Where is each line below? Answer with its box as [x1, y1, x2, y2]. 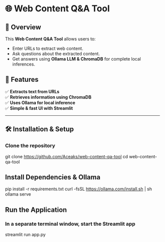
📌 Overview [5, 23, 41, 31]
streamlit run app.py [5, 232, 46, 237]
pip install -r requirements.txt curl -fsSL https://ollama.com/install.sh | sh [5, 186, 152, 192]
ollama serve [5, 191, 31, 197]
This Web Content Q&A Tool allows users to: [5, 36, 96, 42]
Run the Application [5, 206, 67, 214]
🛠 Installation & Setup [5, 125, 74, 134]
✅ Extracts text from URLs [5, 88, 60, 94]
